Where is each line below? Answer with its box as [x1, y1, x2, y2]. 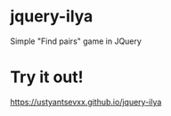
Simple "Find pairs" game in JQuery [10, 36, 142, 46]
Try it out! [10, 67, 84, 87]
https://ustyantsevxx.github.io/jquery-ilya [10, 96, 162, 107]
